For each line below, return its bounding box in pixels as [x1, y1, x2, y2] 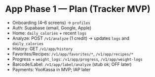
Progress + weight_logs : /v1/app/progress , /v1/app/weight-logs [12, 56, 143, 62]
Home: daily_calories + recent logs [12, 30, 87, 36]
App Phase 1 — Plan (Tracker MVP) [5, 3, 151, 15]
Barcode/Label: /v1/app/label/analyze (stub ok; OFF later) [12, 61, 132, 67]
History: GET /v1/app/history [12, 46, 73, 51]
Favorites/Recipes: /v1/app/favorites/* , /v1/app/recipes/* [12, 51, 134, 57]
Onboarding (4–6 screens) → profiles [12, 20, 90, 26]
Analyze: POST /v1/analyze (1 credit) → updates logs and [12, 35, 130, 41]
